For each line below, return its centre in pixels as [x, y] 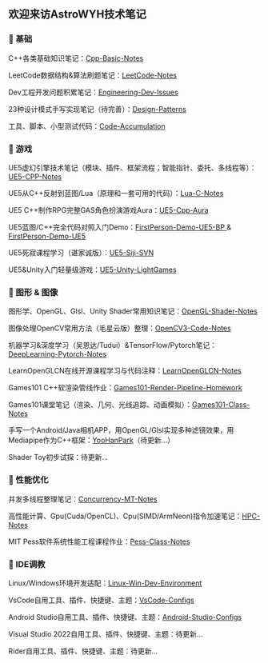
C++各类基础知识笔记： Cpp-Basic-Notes [76, 58]
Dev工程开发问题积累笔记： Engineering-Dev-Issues [93, 92]
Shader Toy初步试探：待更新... [58, 457]
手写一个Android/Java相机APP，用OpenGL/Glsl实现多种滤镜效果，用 [121, 430]
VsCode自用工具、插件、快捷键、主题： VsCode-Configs [101, 600]
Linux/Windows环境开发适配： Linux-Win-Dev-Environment [105, 583]
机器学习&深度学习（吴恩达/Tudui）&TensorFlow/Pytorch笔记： [113, 345]
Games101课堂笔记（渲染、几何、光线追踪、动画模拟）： [100, 405]
